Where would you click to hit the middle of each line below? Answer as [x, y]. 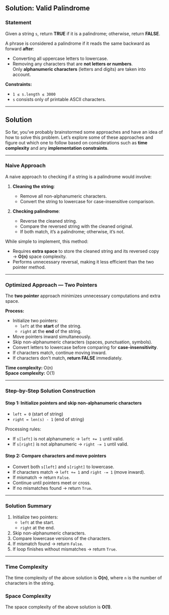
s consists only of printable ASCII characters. [59, 99]
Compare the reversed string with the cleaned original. [76, 226]
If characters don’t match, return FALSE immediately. [67, 358]
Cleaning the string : [34, 186]
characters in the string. [30, 583]
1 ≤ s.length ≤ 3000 [34, 94]
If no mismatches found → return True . [52, 488]
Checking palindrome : [36, 211]
